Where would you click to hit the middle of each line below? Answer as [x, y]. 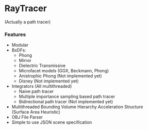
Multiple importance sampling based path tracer [67, 97]
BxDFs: [19, 50]
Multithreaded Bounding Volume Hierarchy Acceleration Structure [77, 107]
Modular [20, 45]
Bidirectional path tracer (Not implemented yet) [66, 102]
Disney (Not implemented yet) [49, 81]
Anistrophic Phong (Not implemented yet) [60, 76]
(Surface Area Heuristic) [36, 112]
